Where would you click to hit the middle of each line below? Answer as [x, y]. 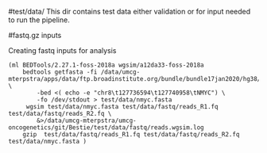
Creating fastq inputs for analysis [62, 50]
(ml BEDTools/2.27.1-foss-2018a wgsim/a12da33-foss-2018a [106, 65]
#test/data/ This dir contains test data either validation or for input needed [130, 11]
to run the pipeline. [39, 20]
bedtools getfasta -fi [60, 72]
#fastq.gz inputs [35, 35]
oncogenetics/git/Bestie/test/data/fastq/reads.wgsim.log [106, 128]
